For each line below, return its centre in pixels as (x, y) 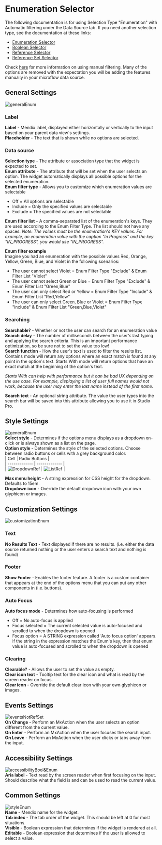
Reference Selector (31, 52)
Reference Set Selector (35, 57)
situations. (15, 823)
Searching (17, 320)
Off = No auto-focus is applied (42, 621)
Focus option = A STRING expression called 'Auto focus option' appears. (84, 636)
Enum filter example (26, 251)
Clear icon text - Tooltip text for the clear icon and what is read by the (75, 674)
